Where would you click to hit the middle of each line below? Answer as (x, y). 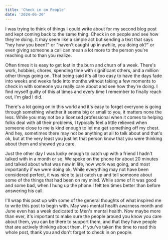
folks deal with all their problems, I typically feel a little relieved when (76, 122)
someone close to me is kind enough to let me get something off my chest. (82, 127)
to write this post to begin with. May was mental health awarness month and (84, 205)
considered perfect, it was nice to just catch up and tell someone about (79, 174)
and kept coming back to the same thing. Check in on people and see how (82, 34)
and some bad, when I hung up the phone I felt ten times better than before (83, 185)
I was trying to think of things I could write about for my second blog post (81, 28)
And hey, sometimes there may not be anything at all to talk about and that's (84, 133)
